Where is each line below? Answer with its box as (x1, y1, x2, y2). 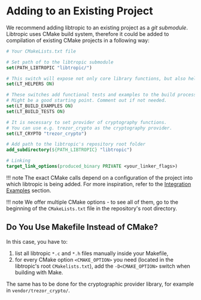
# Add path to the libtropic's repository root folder (6, 141, 146, 147)
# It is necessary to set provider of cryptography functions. (6, 119, 167, 125)
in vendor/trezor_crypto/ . (6, 286, 70, 294)
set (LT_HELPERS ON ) (6, 81, 55, 87)
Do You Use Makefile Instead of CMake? (6, 222, 159, 232)
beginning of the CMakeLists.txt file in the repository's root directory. (6, 205, 178, 212)
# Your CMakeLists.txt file (6, 48, 77, 54)
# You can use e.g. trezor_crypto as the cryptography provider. (6, 125, 172, 131)
